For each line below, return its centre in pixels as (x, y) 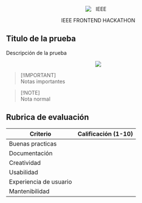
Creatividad (25, 163)
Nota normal (35, 99)
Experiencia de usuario (41, 181)
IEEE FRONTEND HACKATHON (98, 20)
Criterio (40, 133)
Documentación (31, 153)
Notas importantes (43, 81)
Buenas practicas (33, 143)
